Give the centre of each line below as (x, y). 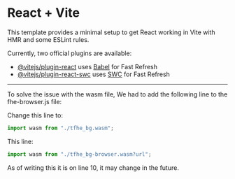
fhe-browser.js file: (35, 101)
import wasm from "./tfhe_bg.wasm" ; (60, 128)
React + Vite (44, 13)
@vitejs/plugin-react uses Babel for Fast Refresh (87, 66)
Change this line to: (35, 115)
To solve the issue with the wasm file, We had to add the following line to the (117, 94)
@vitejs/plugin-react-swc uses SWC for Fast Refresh (93, 74)
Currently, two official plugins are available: (70, 53)
